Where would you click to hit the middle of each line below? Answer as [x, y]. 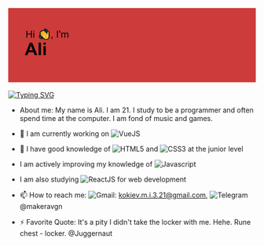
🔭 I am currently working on [64, 134]
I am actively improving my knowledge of [86, 164]
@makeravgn [41, 207]
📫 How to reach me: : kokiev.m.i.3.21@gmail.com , [114, 195]
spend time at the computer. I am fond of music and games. [116, 119]
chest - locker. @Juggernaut [66, 233]
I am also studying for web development [103, 179]
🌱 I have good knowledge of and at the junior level [131, 149]
